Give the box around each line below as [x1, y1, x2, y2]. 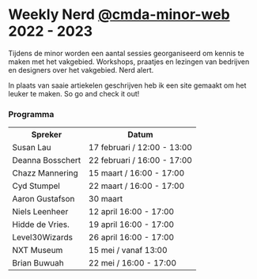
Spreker [31, 129, 62, 140]
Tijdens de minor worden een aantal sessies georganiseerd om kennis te [8, 48, 245, 58]
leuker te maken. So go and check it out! [8, 89, 140, 98]
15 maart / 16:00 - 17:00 [88, 168, 185, 179]
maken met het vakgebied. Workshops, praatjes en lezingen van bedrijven [8, 57, 250, 66]
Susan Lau [12, 142, 51, 153]
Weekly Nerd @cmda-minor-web [8, 6, 231, 24]
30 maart [88, 194, 123, 205]
